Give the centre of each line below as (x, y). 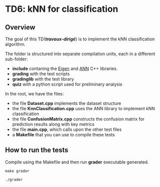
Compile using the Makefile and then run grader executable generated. (77, 162)
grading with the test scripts (41, 74)
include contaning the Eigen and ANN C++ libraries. (65, 68)
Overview (20, 27)
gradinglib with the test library (43, 79)
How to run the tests (37, 150)
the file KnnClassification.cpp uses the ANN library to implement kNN (83, 109)
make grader (17, 171)
